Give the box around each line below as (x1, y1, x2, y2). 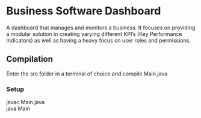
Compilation (6, 54, 53, 64)
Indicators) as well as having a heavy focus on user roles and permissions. (6, 37, 191, 44)
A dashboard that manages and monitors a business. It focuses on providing (6, 24, 196, 31)
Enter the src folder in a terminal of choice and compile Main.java (6, 70, 168, 77)
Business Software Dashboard (6, 4, 161, 18)
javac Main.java (6, 99, 45, 106)
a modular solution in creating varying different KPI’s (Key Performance (6, 30, 182, 37)
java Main (6, 105, 30, 112)
